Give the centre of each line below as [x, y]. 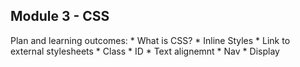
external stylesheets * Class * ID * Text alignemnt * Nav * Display [145, 51]
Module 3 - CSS [60, 16]
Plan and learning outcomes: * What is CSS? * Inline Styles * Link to [150, 40]
